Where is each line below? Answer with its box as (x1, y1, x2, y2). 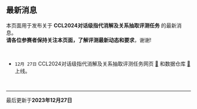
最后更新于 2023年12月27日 (6, 96, 72, 103)
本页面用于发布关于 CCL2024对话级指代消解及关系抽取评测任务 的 (6, 22, 167, 29)
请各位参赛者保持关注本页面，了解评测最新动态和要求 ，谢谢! (6, 36, 152, 43)
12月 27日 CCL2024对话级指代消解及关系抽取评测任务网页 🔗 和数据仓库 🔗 (14, 60, 191, 67)
